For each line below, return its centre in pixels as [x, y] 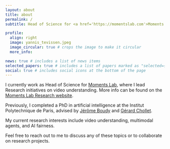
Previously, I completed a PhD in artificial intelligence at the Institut [75, 105]
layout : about [20, 10]
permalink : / [19, 19]
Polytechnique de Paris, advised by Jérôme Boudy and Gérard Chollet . [79, 111]
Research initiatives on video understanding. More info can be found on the [84, 90]
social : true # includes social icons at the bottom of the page [75, 70]
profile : [14, 33]
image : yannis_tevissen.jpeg [40, 43]
